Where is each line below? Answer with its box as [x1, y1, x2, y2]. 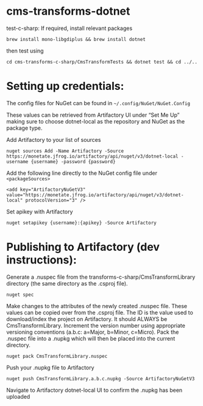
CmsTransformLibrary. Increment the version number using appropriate [6, 322, 186, 329]
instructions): [6, 253, 77, 267]
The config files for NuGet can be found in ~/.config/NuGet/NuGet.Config [6, 99, 191, 106]
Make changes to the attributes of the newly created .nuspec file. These [6, 302, 188, 309]
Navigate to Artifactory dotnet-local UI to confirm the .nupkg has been [6, 386, 183, 394]
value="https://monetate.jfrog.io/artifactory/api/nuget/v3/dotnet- [6, 191, 184, 198]
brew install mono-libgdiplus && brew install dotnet [6, 36, 146, 42]
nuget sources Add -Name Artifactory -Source [6, 148, 124, 154]
